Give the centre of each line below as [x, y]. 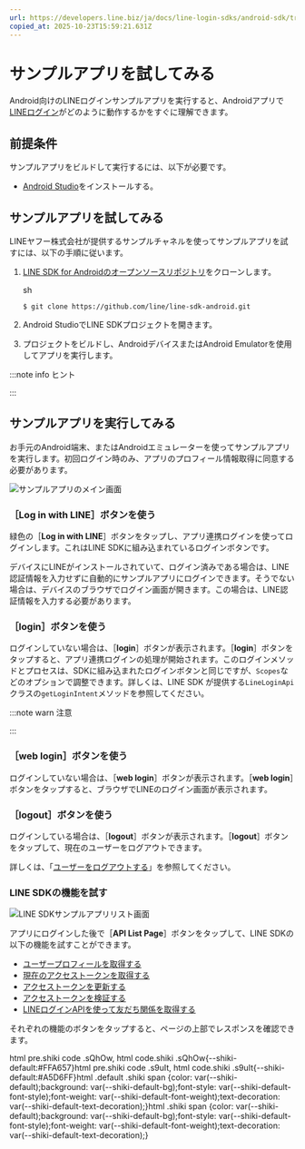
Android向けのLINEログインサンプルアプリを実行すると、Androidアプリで [147, 101]
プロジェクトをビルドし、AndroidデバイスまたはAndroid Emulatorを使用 [157, 344]
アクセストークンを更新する [74, 987]
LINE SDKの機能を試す [59, 892]
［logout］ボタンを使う [61, 815]
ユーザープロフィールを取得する [82, 964]
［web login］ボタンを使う [69, 756]
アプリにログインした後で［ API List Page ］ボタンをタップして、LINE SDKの [152, 933]
